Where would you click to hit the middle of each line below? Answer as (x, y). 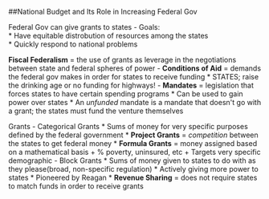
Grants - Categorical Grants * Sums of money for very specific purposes (128, 126)
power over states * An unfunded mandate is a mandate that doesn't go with (135, 102)
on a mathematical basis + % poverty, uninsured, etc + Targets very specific (134, 152)
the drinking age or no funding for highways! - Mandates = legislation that (131, 85)
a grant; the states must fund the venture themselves (96, 111)
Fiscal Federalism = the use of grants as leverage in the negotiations (122, 60)
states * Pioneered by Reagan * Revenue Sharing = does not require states (133, 177)
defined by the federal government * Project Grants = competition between (133, 135)
